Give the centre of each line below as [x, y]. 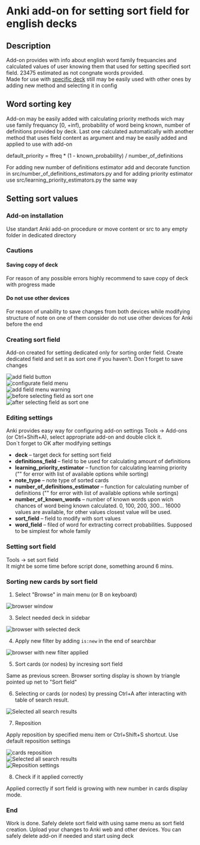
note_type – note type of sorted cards [62, 480]
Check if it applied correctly [49, 777]
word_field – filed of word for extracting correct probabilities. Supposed [103, 525]
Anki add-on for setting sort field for [98, 11]
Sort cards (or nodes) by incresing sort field [69, 664]
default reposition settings [38, 741]
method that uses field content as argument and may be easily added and [97, 137]
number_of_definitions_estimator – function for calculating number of [102, 487]
